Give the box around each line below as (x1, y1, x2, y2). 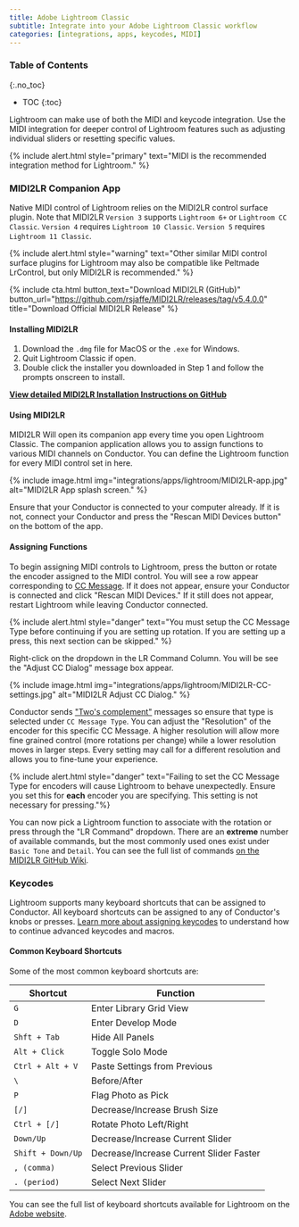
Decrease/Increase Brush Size (90, 1104, 219, 1116)
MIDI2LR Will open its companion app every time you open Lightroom (9, 429, 265, 440)
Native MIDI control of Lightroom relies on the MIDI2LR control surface (9, 202, 269, 212)
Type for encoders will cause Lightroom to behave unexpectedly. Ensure (9, 780, 276, 791)
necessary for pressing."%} (9, 800, 111, 810)
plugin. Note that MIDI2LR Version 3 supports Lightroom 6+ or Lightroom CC (9, 211, 287, 222)
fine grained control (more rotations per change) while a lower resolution (9, 734, 277, 745)
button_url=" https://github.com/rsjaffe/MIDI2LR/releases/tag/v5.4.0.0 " (9, 294, 268, 304)
